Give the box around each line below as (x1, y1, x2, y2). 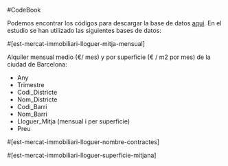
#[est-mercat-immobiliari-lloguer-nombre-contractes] (7, 138, 160, 146)
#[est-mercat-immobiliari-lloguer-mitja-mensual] (7, 40, 146, 47)
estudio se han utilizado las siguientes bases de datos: (7, 27, 161, 34)
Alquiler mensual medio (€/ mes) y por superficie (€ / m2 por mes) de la (7, 53, 211, 61)
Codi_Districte (16, 88, 58, 96)
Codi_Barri (16, 103, 47, 110)
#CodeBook (7, 6, 41, 14)
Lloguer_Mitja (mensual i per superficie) (16, 117, 130, 126)
